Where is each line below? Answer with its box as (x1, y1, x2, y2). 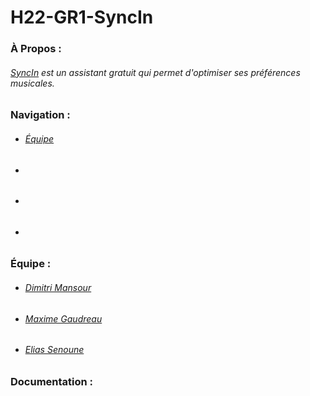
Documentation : (10, 374, 94, 388)
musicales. (10, 77, 55, 89)
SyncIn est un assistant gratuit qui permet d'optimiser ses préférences (10, 66, 301, 78)
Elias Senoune (24, 344, 85, 356)
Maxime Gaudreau (24, 312, 103, 325)
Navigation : (10, 108, 71, 122)
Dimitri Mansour (24, 281, 92, 293)
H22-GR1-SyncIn (10, 6, 154, 29)
